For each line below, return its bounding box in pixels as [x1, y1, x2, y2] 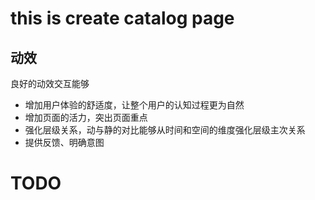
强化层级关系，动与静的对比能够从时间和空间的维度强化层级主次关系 [24, 124, 306, 136]
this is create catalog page [10, 7, 235, 30]
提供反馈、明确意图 [24, 137, 105, 148]
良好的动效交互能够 [10, 78, 90, 89]
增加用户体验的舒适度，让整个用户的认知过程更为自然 [24, 99, 245, 111]
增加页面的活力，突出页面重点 [24, 112, 148, 123]
